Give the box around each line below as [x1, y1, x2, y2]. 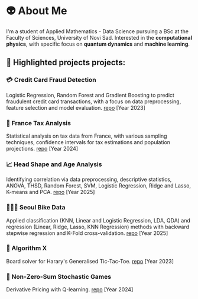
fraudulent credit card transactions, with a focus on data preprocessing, [6, 98, 181, 105]
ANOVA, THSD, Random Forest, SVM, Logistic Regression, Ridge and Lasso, [6, 182, 191, 189]
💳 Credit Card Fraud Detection [6, 76, 96, 84]
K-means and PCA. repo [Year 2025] [6, 189, 95, 196]
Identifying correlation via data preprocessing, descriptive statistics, [6, 176, 172, 183]
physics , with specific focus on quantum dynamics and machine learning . [6, 40, 190, 47]
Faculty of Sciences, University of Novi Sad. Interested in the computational [6, 34, 192, 41]
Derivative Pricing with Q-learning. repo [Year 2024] [6, 286, 134, 293]
